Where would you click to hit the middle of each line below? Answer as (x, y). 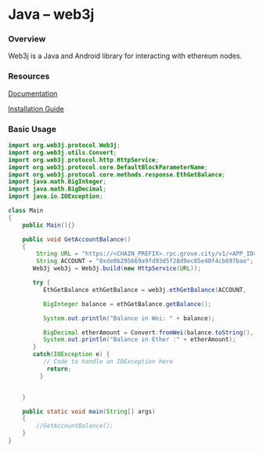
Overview (27, 39)
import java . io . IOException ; (56, 197)
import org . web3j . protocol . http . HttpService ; (83, 160)
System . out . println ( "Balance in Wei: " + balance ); (129, 318)
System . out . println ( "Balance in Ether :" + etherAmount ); (139, 340)
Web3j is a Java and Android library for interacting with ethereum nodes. (125, 56)
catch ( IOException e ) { (71, 355)
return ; (59, 369)
